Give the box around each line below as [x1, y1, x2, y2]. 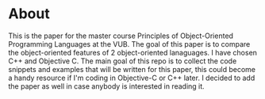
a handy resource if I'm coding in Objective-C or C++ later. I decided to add [8, 73, 255, 82]
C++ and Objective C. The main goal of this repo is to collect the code [8, 56, 237, 66]
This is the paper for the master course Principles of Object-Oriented [8, 31, 234, 40]
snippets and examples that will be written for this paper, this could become [8, 64, 256, 74]
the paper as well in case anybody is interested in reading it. [8, 81, 205, 91]
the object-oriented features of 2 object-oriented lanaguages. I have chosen [8, 48, 258, 57]
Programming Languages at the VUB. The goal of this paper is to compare [8, 39, 251, 48]
